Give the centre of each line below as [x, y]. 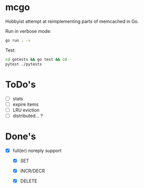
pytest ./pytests [24, 64]
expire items [26, 104]
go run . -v [18, 40]
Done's [21, 136]
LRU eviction [26, 110]
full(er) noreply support [37, 151]
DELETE [28, 181]
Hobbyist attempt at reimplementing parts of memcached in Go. [72, 21]
